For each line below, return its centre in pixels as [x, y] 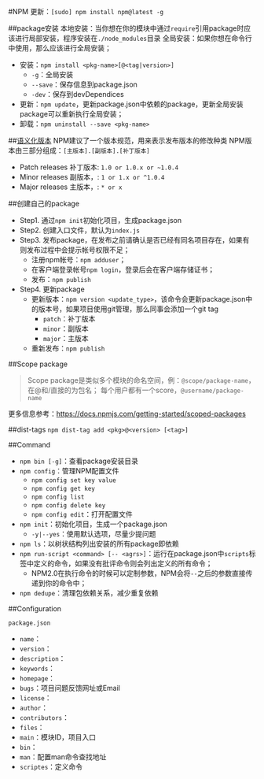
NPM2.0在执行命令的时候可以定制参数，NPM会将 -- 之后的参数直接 [138, 573]
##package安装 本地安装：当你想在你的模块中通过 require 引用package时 [126, 28]
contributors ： [44, 718]
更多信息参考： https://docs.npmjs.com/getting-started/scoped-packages [127, 414]
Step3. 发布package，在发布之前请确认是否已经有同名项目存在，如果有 [134, 240]
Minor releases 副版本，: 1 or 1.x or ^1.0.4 [92, 177]
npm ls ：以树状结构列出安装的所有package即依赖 [99, 543]
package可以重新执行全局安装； [71, 114]
